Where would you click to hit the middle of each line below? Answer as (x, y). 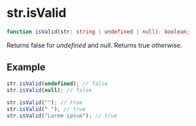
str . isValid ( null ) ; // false (49, 90)
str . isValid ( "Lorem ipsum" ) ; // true (62, 116)
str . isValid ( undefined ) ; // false (57, 83)
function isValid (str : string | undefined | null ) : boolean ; (98, 32)
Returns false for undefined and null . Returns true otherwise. (94, 45)
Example (26, 67)
